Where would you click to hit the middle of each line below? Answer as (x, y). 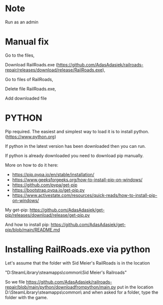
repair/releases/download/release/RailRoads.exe (54, 70)
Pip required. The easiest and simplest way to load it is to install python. (77, 131)
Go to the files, (20, 55)
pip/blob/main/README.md (32, 229)
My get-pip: (17, 210)
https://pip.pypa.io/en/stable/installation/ (53, 174)
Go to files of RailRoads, (29, 79)
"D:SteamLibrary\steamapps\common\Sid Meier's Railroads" (66, 272)
